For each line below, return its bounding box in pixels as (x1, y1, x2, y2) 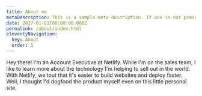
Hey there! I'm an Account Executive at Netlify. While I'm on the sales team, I (6, 58, 196, 66)
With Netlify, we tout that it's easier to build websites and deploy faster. (6, 71, 183, 79)
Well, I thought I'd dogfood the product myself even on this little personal (6, 77, 187, 85)
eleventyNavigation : (6, 31, 58, 37)
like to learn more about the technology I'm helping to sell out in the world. (6, 65, 191, 72)
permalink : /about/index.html (6, 25, 82, 32)
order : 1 (11, 43, 34, 49)
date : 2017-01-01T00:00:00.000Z (6, 20, 87, 26)
